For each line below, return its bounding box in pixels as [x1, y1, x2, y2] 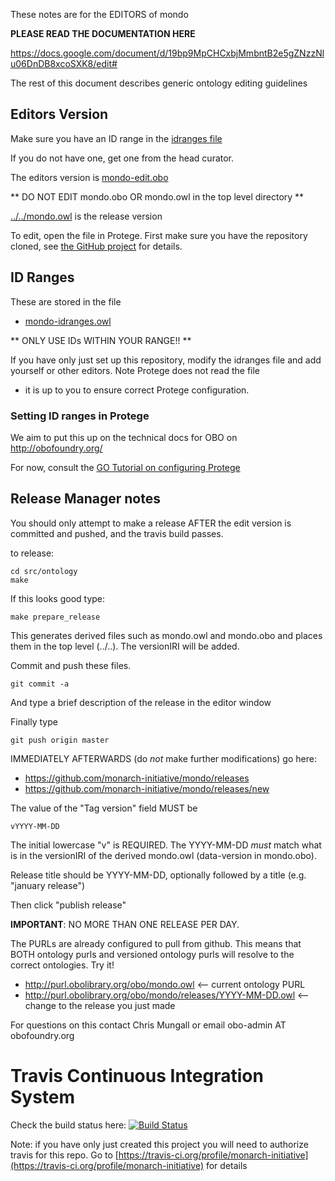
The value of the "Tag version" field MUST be [10, 802, 198, 814]
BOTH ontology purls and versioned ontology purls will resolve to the [10, 948, 295, 960]
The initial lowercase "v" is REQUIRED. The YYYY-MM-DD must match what [10, 839, 322, 851]
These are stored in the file [10, 295, 122, 308]
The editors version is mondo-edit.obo [10, 171, 169, 183]
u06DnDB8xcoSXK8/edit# [10, 58, 118, 69]
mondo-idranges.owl [24, 315, 112, 327]
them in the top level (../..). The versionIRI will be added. [10, 640, 240, 652]
